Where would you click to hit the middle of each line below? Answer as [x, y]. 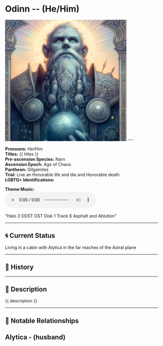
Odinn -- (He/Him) [42, 9]
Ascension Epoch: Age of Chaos [38, 164]
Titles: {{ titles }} [22, 154]
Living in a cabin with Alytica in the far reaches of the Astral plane [71, 247]
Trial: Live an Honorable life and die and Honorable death [62, 174]
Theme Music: [20, 189]
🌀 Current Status [30, 236]
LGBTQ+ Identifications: [30, 180]
